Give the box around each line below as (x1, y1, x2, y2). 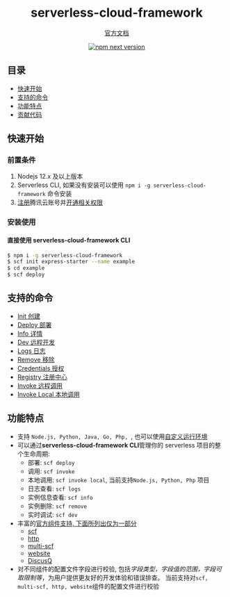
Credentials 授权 (17, 363, 65, 373)
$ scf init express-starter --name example (7, 259, 135, 265)
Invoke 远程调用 (17, 381, 63, 390)
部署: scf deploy (27, 458, 75, 466)
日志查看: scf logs (27, 484, 81, 493)
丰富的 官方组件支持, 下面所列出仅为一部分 (17, 519, 137, 528)
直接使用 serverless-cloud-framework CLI (7, 236, 131, 244)
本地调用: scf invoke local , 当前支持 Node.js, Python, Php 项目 (27, 475, 210, 484)
